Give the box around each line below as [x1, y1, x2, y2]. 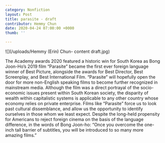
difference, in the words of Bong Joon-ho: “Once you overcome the [5, 122, 144, 128]
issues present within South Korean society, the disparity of [26, 90, 149, 96]
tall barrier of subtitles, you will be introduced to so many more [14, 127, 144, 133]
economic [5, 90, 26, 96]
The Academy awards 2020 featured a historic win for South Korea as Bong [5, 58, 161, 64]
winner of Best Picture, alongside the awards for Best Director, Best [5, 69, 143, 75]
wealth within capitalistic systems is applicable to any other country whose [5, 95, 159, 101]
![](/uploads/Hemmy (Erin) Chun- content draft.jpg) [5, 48, 110, 54]
